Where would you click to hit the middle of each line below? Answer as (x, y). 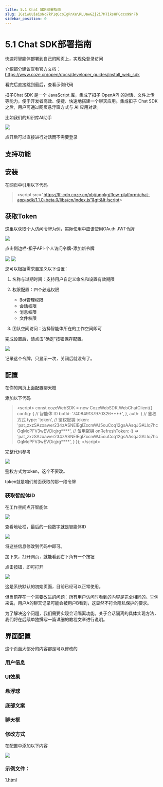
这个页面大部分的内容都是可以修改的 (41, 649)
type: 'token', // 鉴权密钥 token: (58, 420)
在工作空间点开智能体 (26, 507)
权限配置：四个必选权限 (36, 289)
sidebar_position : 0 (26, 19)
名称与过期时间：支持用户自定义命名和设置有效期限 (63, 279)
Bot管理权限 (31, 300)
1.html (11, 780)
